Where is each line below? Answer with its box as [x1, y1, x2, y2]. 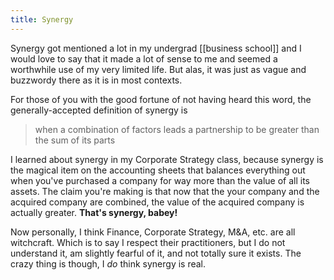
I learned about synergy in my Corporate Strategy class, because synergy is [10, 153, 324, 165]
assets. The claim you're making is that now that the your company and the [10, 185, 320, 197]
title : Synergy [10, 14, 74, 25]
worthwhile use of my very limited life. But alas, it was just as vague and [10, 63, 307, 75]
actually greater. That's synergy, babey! [10, 206, 178, 218]
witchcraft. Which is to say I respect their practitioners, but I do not [10, 236, 286, 248]
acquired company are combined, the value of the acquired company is [10, 196, 305, 208]
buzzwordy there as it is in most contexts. [10, 74, 183, 86]
